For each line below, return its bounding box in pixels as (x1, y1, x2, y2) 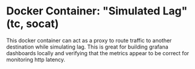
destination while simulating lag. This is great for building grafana (6, 43, 169, 50)
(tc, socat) (6, 17, 59, 31)
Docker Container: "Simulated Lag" (6, 4, 188, 18)
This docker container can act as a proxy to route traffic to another (6, 37, 172, 44)
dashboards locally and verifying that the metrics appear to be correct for (6, 49, 190, 56)
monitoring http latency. (6, 56, 65, 63)
